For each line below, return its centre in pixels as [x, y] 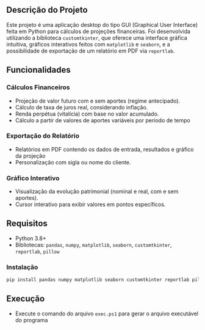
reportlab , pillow [37, 251]
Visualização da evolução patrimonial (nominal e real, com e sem [97, 191]
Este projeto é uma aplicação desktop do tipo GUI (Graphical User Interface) [102, 24]
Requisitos [27, 223]
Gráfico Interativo [33, 178]
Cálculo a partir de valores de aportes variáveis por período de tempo [103, 120]
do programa [31, 320]
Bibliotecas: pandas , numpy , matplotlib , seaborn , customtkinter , [93, 244]
